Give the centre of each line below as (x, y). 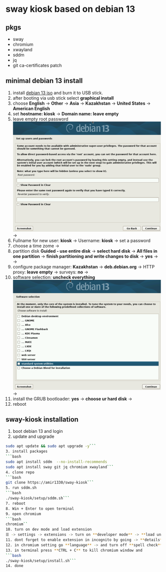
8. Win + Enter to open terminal (40, 509)
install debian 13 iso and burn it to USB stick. (58, 93)
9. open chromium (23, 514)
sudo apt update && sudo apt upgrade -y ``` (51, 446)
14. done (15, 566)
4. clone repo (20, 472)
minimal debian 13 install (44, 81)
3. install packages (27, 452)
